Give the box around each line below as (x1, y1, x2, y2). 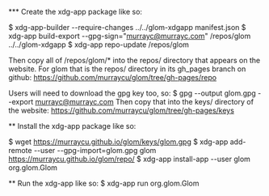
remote (8, 146, 32, 155)
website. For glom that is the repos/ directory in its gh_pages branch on (8, 64, 246, 74)
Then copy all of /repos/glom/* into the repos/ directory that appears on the (8, 56, 261, 65)
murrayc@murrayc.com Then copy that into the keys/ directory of (35, 97, 254, 106)
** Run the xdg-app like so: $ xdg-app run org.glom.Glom (8, 178, 200, 188)
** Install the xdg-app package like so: (8, 121, 137, 130)
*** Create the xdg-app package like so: (8, 7, 143, 16)
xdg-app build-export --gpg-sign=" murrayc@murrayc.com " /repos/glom (8, 32, 251, 40)
